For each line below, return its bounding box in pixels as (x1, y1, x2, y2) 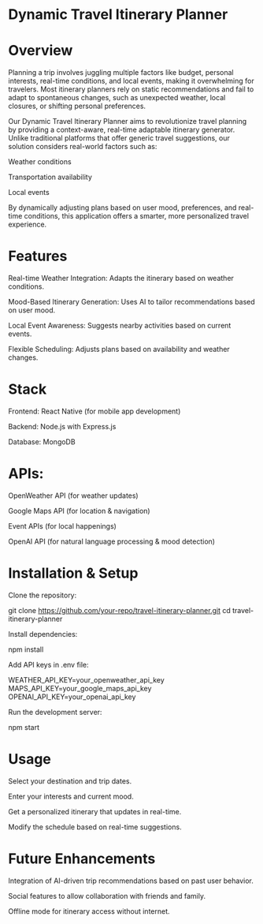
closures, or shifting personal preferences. (8, 101, 146, 111)
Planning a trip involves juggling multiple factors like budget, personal (8, 68, 234, 77)
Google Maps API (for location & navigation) (8, 506, 151, 515)
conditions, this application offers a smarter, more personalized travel (24, 211, 250, 221)
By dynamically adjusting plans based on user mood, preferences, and (8, 203, 237, 212)
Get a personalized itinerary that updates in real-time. (8, 806, 182, 816)
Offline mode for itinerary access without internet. (8, 906, 171, 916)
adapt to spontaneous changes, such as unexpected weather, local (8, 93, 226, 103)
